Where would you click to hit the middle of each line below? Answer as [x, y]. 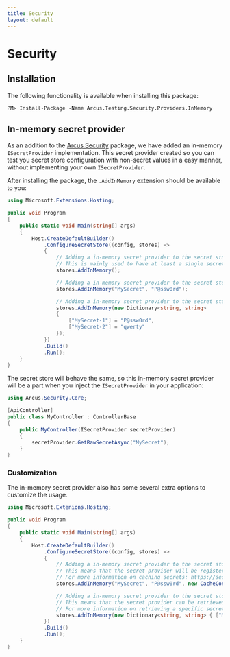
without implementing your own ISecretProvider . [76, 167]
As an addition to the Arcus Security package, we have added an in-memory [115, 145]
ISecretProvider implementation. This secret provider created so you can [111, 153]
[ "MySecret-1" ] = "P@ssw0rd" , [111, 321]
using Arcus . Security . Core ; [47, 398]
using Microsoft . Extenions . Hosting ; [59, 507]
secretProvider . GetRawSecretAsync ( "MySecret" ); [101, 442]
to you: [17, 188]
